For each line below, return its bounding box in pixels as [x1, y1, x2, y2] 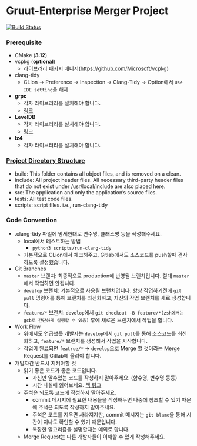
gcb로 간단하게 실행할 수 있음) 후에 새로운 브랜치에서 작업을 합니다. [23, 316, 174, 323]
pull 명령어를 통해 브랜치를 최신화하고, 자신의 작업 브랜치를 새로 [23, 294, 171, 301]
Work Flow [14, 323, 41, 330]
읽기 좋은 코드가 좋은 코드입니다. [23, 366, 98, 374]
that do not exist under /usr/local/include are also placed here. [14, 183, 166, 190]
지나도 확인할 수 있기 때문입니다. [43, 418, 118, 425]
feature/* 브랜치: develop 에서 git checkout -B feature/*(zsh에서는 [23, 309, 184, 316]
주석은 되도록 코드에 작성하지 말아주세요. [23, 389, 116, 396]
